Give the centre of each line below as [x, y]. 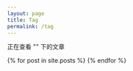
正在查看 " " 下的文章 [36, 47]
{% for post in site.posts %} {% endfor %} [67, 61]
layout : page [26, 13]
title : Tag [23, 20]
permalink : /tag [30, 26]
